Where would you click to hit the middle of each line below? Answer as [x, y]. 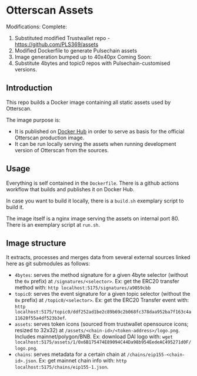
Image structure [36, 243]
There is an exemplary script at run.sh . [53, 224]
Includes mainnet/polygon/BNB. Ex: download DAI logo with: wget [94, 336]
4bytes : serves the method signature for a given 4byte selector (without [101, 275]
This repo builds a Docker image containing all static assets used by [89, 102]
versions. [26, 69]
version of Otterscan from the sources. [61, 150]
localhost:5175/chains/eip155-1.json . [61, 367]
